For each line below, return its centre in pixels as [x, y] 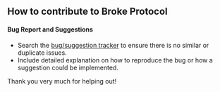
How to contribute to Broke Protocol [87, 12]
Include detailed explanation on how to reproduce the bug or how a [115, 60]
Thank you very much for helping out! [62, 81]
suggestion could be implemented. [68, 67]
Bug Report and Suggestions [50, 29]
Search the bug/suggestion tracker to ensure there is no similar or [113, 45]
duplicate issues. [42, 53]
